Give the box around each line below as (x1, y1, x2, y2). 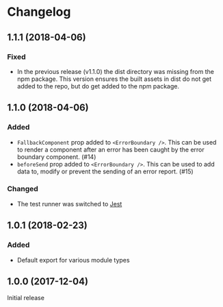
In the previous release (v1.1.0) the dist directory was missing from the (16, 67, 214, 75)
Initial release (7, 294, 44, 302)
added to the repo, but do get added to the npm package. (16, 82, 180, 90)
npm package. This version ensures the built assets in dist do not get (16, 75, 212, 83)
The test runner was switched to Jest (16, 199, 122, 208)
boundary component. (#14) (16, 152, 96, 161)
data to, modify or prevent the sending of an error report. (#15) (16, 167, 194, 175)
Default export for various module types (16, 256, 130, 264)
